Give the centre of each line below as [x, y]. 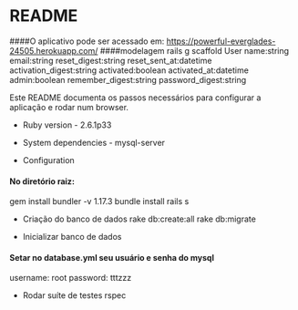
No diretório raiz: [42, 181]
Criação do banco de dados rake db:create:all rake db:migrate [139, 219]
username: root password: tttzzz [71, 278]
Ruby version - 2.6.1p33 [67, 125]
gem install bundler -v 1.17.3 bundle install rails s [99, 201]
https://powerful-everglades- [221, 41]
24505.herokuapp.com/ [54, 50]
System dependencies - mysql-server [94, 142]
